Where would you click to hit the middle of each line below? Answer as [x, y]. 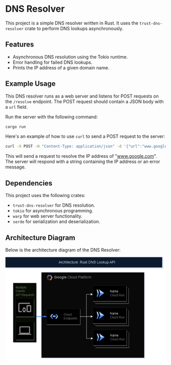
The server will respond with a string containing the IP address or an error [83, 162]
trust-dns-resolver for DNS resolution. [54, 205]
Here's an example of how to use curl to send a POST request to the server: [85, 136]
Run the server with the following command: [52, 117]
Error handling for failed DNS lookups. [52, 62]
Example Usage [31, 84]
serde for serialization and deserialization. [56, 222]
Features [20, 45]
